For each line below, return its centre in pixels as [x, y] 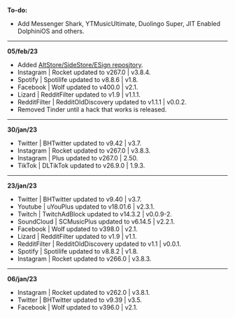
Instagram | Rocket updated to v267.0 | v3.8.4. [84, 72]
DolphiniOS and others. [51, 31]
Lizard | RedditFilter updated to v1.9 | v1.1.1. [79, 95]
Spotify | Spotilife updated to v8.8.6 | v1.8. [78, 79]
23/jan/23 [22, 186]
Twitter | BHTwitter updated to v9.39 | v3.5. [79, 300]
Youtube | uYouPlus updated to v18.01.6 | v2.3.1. [86, 207]
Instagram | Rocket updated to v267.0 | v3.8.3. [84, 151]
